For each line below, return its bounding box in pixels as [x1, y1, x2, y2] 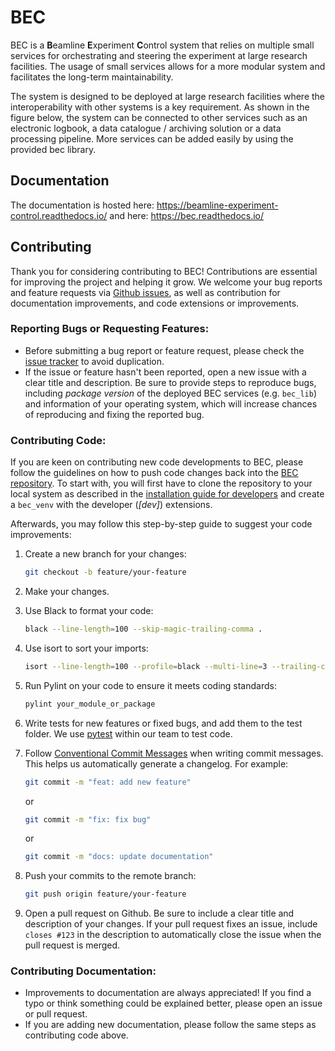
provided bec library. [10, 143, 97, 155]
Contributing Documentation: [10, 964, 157, 978]
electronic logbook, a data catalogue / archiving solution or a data [10, 122, 282, 134]
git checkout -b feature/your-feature [24, 567, 187, 578]
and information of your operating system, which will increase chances [24, 397, 318, 410]
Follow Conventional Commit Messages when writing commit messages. [24, 747, 324, 759]
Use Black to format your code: [24, 605, 154, 617]
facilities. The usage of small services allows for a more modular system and [10, 60, 326, 72]
